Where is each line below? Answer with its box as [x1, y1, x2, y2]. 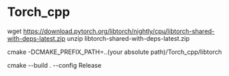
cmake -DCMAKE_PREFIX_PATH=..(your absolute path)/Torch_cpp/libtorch [7, 48, 222, 56]
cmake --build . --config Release [7, 61, 102, 69]
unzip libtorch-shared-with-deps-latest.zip [66, 34, 190, 42]
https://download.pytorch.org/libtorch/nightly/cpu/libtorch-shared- [23, 27, 215, 35]
